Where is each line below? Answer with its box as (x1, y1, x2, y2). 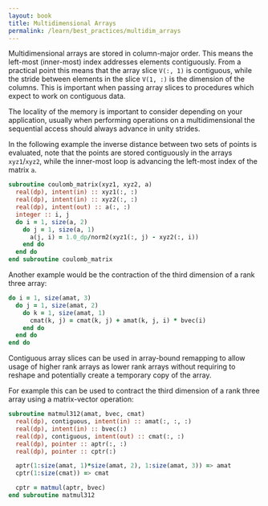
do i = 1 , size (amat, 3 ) (8, 294, 91, 302)
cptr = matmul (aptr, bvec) (15, 484, 106, 492)
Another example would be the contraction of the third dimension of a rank (8, 270, 255, 280)
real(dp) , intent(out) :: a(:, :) (15, 203, 131, 211)
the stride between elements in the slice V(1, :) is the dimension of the (8, 74, 245, 84)
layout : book (8, 11, 52, 20)
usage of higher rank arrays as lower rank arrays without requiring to (8, 362, 236, 372)
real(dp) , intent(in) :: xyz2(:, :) (15, 196, 138, 204)
